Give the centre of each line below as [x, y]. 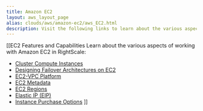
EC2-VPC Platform [38, 76]
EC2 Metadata [33, 83]
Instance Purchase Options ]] [51, 102]
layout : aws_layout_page [37, 17]
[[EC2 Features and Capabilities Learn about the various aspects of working [101, 46]
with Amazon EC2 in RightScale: [46, 52]
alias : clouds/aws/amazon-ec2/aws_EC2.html [62, 23]
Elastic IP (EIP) [33, 95]
